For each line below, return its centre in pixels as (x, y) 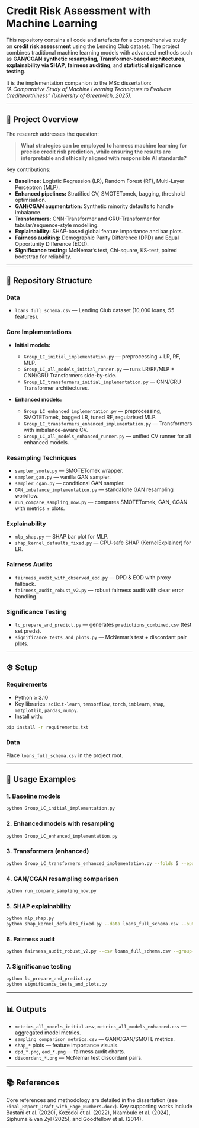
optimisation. (31, 200)
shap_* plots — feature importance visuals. (67, 1045)
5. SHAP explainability (39, 906)
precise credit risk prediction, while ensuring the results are (96, 152)
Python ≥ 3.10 (31, 697)
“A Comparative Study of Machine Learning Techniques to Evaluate (89, 89)
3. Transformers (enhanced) (48, 851)
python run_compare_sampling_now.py (51, 891)
